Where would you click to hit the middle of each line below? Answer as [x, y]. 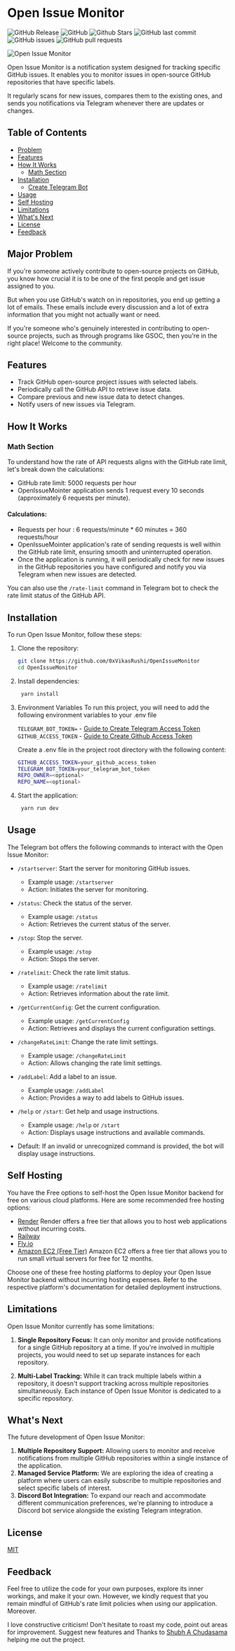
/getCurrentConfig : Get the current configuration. [89, 1007]
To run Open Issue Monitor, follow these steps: [75, 635]
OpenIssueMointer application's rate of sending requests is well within [119, 545]
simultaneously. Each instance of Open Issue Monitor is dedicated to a [119, 1391]
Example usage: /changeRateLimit [77, 1055]
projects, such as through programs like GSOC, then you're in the [123, 335]
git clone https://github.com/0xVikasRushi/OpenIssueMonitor [109, 661]
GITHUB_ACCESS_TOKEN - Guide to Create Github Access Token [105, 735]
